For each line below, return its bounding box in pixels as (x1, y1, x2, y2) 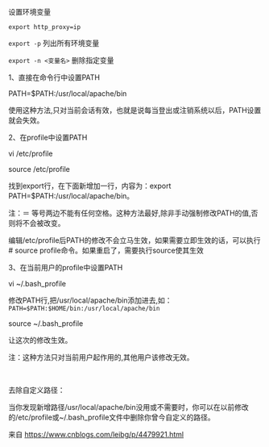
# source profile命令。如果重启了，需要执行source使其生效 (8, 245, 204, 255)
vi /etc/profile (8, 148, 54, 158)
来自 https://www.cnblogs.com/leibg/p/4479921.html (8, 430, 184, 439)
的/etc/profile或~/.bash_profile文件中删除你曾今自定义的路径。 (8, 412, 215, 422)
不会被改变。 (22, 219, 65, 228)
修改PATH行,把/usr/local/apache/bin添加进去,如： (8, 295, 172, 305)
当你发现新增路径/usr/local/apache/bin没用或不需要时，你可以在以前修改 (8, 403, 249, 411)
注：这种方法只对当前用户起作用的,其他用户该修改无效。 (8, 353, 195, 361)
